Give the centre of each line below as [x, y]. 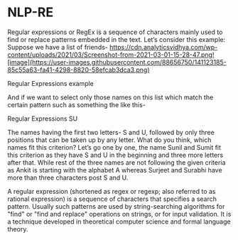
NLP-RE [31, 12]
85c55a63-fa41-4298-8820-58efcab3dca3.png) [79, 70]
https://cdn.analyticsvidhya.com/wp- [163, 47]
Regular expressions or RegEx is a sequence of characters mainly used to [115, 32]
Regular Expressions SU [43, 119]
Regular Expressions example [51, 83]
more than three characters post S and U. [68, 178]
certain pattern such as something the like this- [76, 104]
